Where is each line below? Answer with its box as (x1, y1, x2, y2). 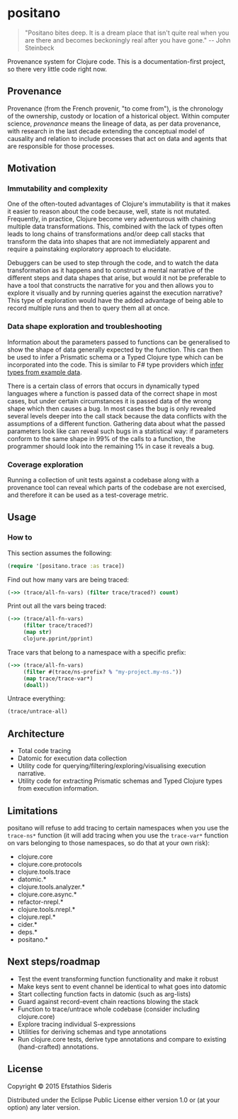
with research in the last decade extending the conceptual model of (7, 126, 205, 135)
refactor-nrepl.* (17, 897, 64, 906)
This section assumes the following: (7, 548, 112, 557)
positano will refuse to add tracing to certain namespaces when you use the (7, 823, 229, 832)
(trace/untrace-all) (7, 708, 69, 716)
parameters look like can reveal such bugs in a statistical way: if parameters (7, 427, 229, 435)
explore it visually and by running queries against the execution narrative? (7, 289, 223, 297)
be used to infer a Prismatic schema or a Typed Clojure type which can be (7, 352, 224, 361)
